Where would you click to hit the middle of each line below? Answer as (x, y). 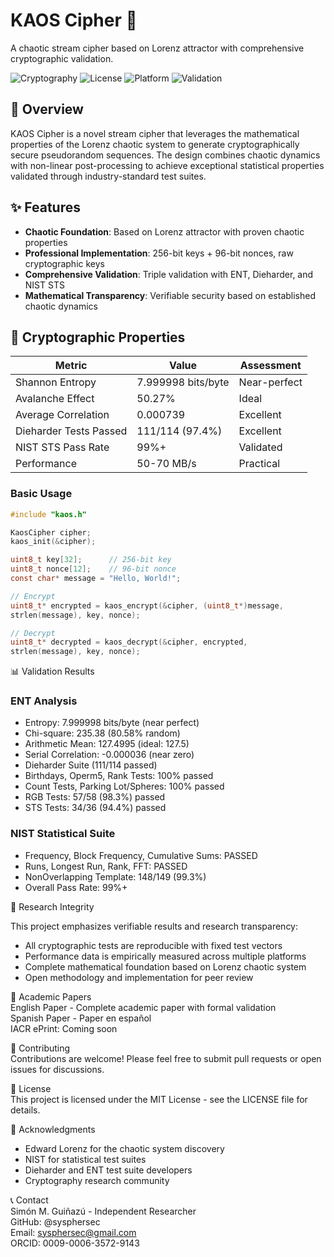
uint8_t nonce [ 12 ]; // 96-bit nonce (93, 569)
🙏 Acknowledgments (53, 1129)
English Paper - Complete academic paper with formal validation (143, 1007)
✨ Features (45, 207)
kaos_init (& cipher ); (53, 542)
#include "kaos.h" (48, 514)
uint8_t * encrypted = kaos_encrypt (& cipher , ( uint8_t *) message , (147, 605)
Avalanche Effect (55, 399)
